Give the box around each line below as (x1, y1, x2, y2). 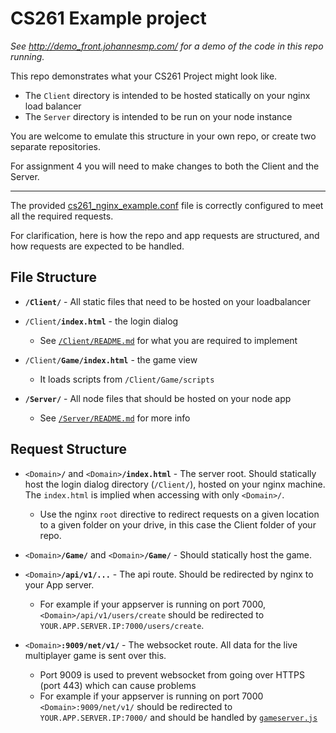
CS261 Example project (10, 7, 207, 30)
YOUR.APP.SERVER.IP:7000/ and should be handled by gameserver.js (39, 711, 318, 723)
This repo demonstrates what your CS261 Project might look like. (10, 70, 278, 82)
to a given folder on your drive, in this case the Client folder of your (39, 518, 317, 531)
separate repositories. (10, 140, 101, 152)
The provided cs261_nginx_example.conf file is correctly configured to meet (10, 199, 324, 211)
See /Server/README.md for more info (39, 412, 191, 424)
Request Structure (10, 441, 128, 458)
